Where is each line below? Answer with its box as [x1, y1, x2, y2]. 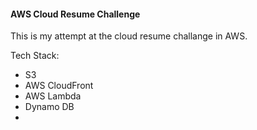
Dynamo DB [24, 101, 75, 113]
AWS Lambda [24, 90, 82, 102]
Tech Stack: [10, 50, 60, 62]
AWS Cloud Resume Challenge [10, 8, 141, 20]
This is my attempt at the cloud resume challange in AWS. [10, 30, 248, 42]
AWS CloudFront [24, 80, 94, 92]
